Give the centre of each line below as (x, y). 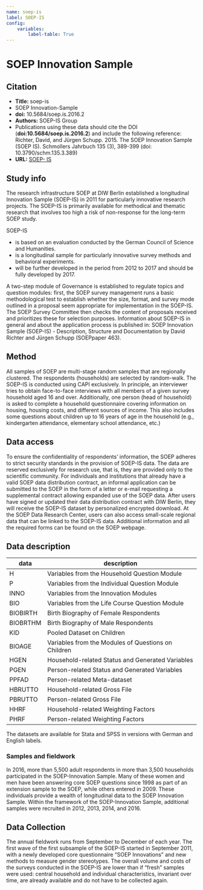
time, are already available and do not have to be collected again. (87, 880)
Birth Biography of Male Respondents (100, 623)
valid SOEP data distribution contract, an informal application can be (91, 482)
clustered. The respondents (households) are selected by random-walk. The (101, 378)
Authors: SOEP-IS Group (46, 121)
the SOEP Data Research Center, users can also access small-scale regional (101, 514)
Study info (26, 179)
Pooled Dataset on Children (86, 633)
